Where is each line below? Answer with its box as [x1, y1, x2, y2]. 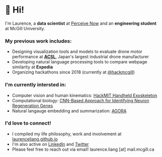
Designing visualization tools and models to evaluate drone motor [12, 48, 143, 55]
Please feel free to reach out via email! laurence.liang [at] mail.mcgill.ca [12, 146, 155, 152]
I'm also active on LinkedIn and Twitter [12, 141, 89, 147]
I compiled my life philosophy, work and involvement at [12, 131, 122, 137]
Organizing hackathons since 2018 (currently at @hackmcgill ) [12, 69, 135, 75]
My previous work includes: [5, 37, 72, 44]
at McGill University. [5, 25, 45, 31]
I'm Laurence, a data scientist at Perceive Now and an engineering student [5, 20, 157, 26]
